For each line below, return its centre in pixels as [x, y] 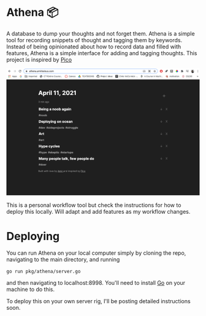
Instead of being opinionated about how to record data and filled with [94, 47]
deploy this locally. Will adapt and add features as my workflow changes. [98, 211]
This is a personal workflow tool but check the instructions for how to [94, 205]
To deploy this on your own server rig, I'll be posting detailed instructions [99, 301]
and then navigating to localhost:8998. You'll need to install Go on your [96, 283]
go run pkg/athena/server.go [44, 272]
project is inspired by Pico [39, 59]
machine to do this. [31, 290]
